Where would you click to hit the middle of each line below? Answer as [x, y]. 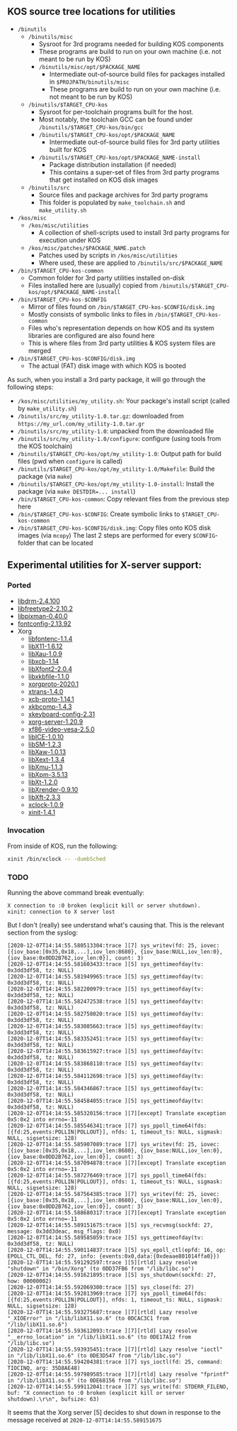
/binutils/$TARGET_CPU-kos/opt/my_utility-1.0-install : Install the [116, 484]
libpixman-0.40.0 [43, 616]
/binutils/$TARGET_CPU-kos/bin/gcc [91, 127]
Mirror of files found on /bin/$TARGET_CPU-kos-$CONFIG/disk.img [121, 306]
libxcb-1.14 [44, 661]
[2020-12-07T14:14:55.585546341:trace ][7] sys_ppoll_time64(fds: [107, 1126]
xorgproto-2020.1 [53, 684]
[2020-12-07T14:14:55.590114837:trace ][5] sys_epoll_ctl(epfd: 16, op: [117, 1250]
